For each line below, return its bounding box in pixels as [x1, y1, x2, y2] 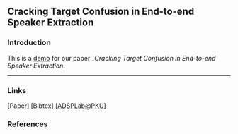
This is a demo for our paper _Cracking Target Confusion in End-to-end [7, 54, 216, 62]
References [7, 119, 48, 129]
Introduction [7, 38, 51, 48]
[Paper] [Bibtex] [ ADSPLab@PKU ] [7, 102, 106, 110]
